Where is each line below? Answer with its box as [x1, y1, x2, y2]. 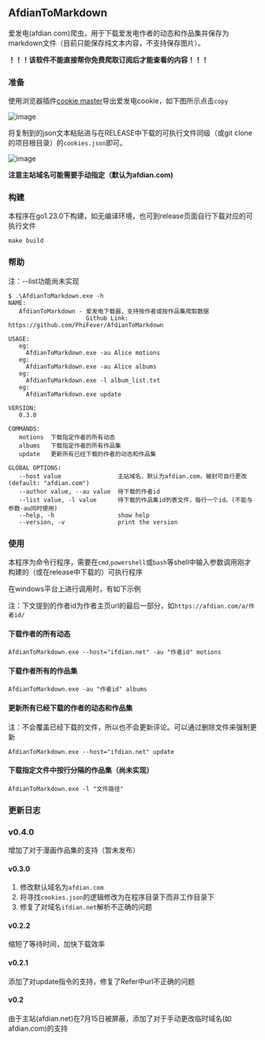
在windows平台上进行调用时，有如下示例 [8, 584, 141, 593]
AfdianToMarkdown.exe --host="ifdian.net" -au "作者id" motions [8, 648, 222, 657]
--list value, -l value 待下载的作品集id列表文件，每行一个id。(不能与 [18, 496, 253, 504]
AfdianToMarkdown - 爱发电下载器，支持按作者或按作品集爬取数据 [18, 307, 210, 315]
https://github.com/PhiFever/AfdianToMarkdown [8, 321, 164, 329]
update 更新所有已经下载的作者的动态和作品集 [18, 450, 156, 458]
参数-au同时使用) [8, 504, 58, 512]
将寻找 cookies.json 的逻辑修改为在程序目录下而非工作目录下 [19, 892, 215, 902]
